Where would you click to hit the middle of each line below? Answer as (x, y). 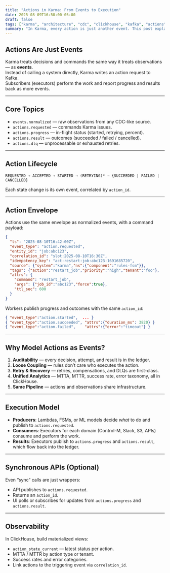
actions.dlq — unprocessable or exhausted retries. (66, 143)
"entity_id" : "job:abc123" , (39, 251)
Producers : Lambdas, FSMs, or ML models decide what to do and (81, 420)
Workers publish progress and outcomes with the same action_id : (74, 308)
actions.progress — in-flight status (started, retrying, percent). (78, 132)
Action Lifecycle (31, 164)
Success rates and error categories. (50, 559)
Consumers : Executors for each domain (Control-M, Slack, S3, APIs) (84, 430)
